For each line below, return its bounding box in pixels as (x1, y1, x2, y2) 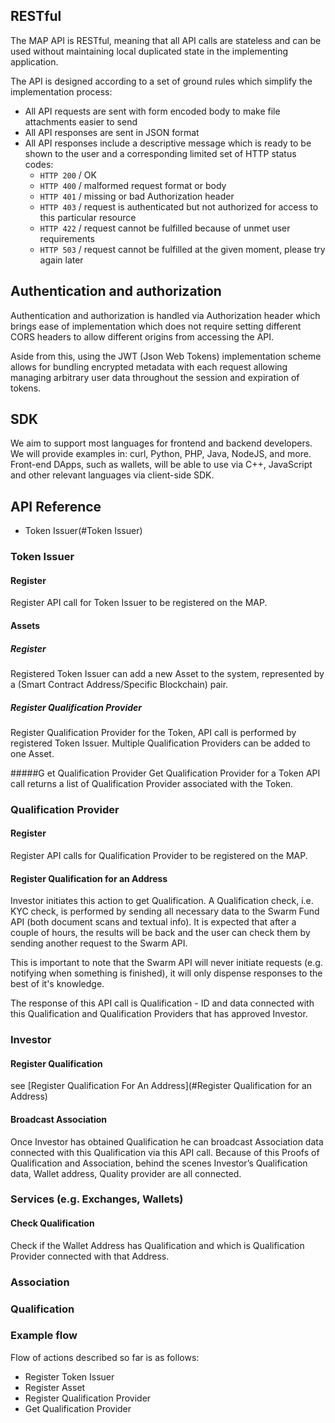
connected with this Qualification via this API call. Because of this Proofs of (10, 1146, 320, 1158)
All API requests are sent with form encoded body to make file (24, 105, 281, 117)
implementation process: (10, 85, 113, 98)
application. (10, 55, 59, 68)
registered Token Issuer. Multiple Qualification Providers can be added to (10, 737, 311, 749)
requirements (39, 232, 95, 244)
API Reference (10, 498, 102, 515)
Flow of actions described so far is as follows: (10, 1351, 200, 1363)
